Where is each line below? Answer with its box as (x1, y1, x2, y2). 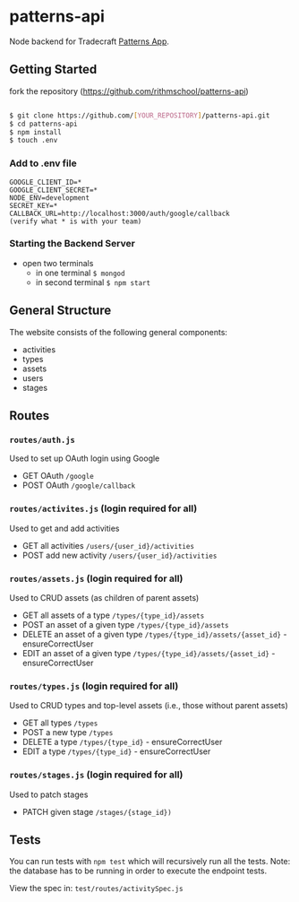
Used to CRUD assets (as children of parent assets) (9, 592, 200, 603)
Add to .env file (9, 157, 78, 169)
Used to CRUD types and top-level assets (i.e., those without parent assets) (9, 700, 288, 711)
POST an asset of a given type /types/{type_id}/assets (21, 619, 230, 629)
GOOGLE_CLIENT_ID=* (9, 178, 82, 186)
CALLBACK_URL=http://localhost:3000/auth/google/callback (9, 209, 230, 218)
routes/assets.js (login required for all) (9, 572, 184, 585)
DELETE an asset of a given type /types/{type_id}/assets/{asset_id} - (21, 629, 287, 639)
